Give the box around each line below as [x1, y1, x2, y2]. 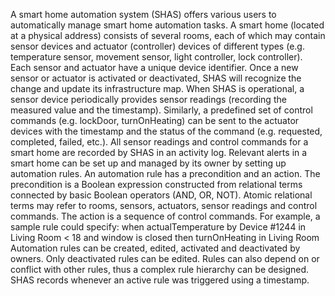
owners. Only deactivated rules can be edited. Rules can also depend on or [10, 253, 320, 264]
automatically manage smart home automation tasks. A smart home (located [10, 19, 325, 31]
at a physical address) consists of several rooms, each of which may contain [10, 30, 326, 41]
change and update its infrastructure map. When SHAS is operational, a [10, 83, 305, 94]
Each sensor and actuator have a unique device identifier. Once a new [10, 62, 299, 73]
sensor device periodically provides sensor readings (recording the [10, 94, 287, 105]
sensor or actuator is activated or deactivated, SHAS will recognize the [10, 72, 302, 84]
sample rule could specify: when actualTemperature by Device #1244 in [10, 221, 307, 233]
